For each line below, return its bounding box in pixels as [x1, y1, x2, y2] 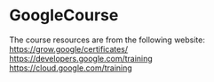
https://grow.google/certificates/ [9, 43, 129, 54]
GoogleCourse [9, 5, 119, 26]
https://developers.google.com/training [9, 53, 153, 63]
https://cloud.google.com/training [9, 63, 133, 73]
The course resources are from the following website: [9, 34, 206, 45]
